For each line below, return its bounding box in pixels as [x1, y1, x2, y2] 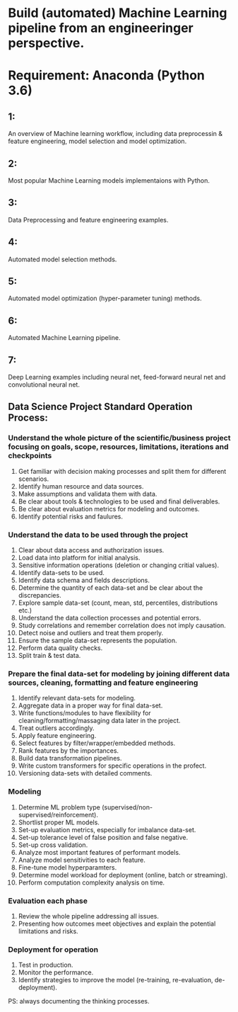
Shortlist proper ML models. [18, 818, 100, 826]
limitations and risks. [18, 926, 78, 936]
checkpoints [8, 451, 52, 461]
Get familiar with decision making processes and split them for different [18, 467, 227, 475]
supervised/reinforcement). [18, 810, 98, 819]
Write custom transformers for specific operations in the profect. [18, 761, 207, 770]
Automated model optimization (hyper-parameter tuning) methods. [8, 294, 202, 302]
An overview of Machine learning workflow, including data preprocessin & [8, 130, 223, 138]
